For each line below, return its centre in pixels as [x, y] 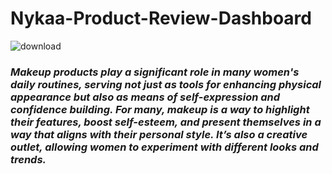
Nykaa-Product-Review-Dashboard [161, 18]
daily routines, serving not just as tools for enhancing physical [166, 84]
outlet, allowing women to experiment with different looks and [164, 147]
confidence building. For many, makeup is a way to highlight [160, 109]
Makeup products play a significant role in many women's [155, 72]
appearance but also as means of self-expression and [145, 97]
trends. [28, 159]
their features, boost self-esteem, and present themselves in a [166, 122]
